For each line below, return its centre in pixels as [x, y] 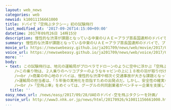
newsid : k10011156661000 [32, 19]
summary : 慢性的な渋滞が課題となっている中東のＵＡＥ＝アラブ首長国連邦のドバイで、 [83, 43]
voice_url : [17, 52]
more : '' [15, 57]
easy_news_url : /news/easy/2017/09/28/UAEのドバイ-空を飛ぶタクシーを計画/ [82, 95]
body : [11, 62]
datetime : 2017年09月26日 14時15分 [41, 33]
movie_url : [17, 48]
